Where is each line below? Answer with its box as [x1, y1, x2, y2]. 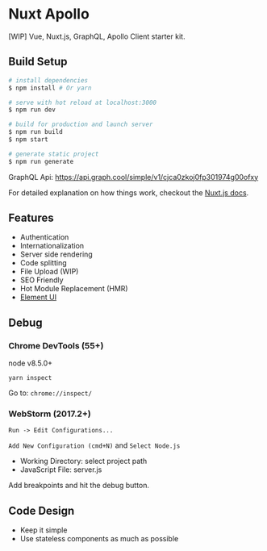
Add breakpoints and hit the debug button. [8, 481, 150, 490]
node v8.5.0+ [8, 358, 53, 368]
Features [8, 211, 54, 225]
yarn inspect [8, 374, 52, 382]
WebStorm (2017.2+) [8, 408, 91, 420]
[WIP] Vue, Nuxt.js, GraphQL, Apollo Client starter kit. [8, 31, 186, 41]
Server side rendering [19, 249, 93, 259]
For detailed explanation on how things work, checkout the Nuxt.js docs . [8, 187, 249, 198]
